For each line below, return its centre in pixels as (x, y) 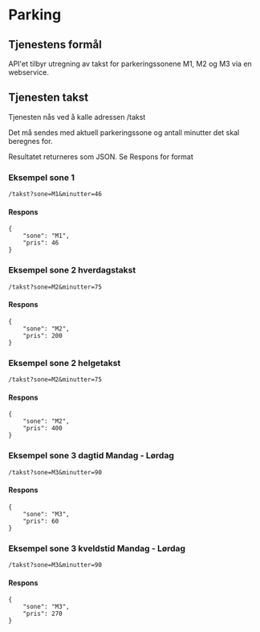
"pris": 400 (43, 429)
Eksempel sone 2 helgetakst (65, 363)
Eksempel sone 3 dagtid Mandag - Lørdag (91, 456)
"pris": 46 (41, 243)
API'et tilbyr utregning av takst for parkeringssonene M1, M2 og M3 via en (130, 64)
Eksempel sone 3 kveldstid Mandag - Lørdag (97, 548)
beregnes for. (30, 141)
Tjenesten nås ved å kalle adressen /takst (77, 117)
